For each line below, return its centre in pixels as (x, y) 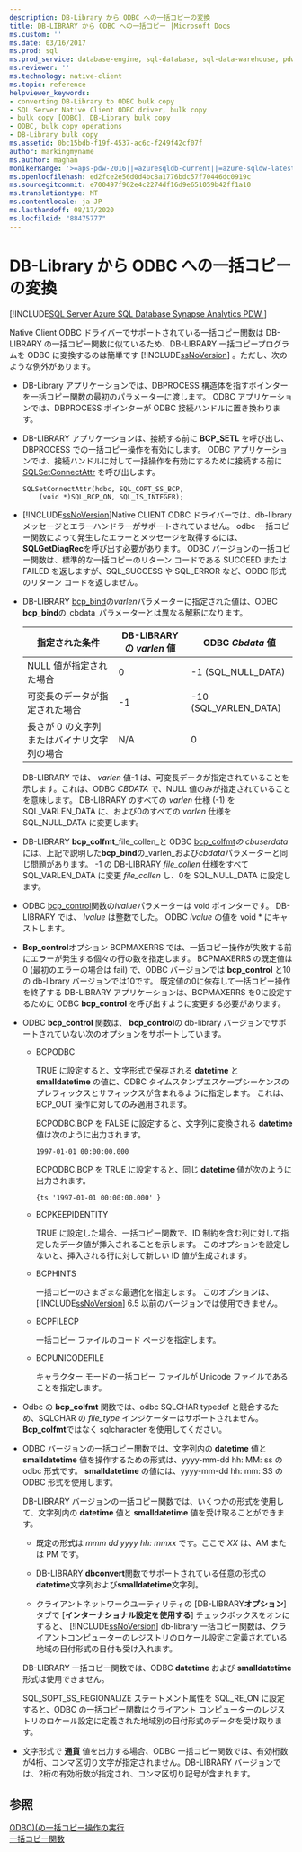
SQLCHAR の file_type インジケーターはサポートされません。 (151, 1417)
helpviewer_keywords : (50, 93)
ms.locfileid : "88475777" (58, 218)
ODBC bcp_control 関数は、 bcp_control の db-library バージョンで (147, 1022)
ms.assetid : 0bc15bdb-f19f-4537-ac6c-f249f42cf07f (106, 143)
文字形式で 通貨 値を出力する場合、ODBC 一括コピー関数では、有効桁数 (155, 1750)
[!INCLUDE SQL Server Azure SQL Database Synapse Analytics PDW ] (138, 314)
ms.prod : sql (34, 51)
